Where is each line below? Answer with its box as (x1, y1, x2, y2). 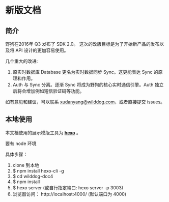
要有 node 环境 (5, 140, 37, 147)
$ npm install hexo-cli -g (12, 167, 65, 174)
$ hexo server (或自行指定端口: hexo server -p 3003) (12, 184, 124, 191)
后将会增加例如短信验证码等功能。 (12, 88, 84, 94)
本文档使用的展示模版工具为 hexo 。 (5, 129, 81, 135)
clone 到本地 (12, 162, 39, 168)
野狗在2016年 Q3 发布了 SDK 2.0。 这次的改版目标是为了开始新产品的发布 (5, 41, 160, 47)
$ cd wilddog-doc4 (12, 173, 53, 179)
